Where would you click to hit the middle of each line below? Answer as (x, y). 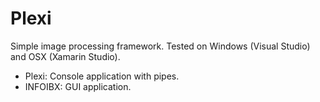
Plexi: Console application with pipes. (102, 76)
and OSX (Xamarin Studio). (65, 56)
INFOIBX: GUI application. (78, 86)
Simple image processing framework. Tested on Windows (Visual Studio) (160, 46)
